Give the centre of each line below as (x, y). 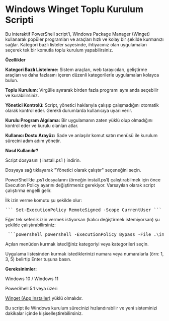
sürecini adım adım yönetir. (33, 141)
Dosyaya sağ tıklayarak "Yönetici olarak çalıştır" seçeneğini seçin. (73, 170)
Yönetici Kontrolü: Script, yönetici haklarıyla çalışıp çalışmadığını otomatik (82, 105)
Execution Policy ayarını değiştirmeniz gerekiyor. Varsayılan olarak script (80, 185)
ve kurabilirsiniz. (22, 95)
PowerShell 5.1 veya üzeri (31, 288)
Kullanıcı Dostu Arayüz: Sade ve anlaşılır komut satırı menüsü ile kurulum (81, 135)
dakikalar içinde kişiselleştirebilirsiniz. (44, 313)
